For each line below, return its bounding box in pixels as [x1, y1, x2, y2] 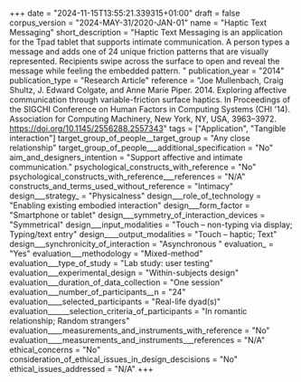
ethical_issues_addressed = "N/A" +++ [9, 364, 154, 374]
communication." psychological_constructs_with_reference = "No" [9, 162, 257, 172]
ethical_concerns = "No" [9, 344, 101, 355]
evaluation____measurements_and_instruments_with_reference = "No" [9, 325, 270, 336]
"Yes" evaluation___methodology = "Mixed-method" [9, 248, 203, 259]
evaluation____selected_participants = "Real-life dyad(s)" [9, 296, 221, 307]
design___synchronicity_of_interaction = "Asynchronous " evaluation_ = [9, 239, 274, 249]
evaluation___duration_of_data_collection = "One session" [9, 277, 224, 288]
